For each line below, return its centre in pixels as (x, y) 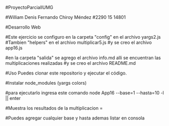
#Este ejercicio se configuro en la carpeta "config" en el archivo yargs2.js (83, 37)
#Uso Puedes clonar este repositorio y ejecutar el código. (66, 73)
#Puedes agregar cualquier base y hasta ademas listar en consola (75, 118)
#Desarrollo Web (23, 27)
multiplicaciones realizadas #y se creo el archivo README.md (71, 63)
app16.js (14, 48)
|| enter (13, 98)
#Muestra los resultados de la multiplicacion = (54, 108)
